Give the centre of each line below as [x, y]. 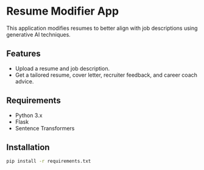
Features [23, 54]
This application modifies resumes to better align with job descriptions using [102, 28]
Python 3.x [29, 115]
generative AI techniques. [39, 34]
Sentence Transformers [45, 128]
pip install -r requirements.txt [49, 161]
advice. [24, 81]
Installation [28, 147]
